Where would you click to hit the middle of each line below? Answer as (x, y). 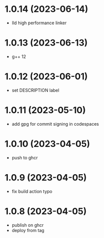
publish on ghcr (28, 225)
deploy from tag (28, 230)
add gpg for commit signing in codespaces (55, 124)
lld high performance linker (39, 23)
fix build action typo (32, 191)
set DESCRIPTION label (35, 90)
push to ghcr (25, 157)
